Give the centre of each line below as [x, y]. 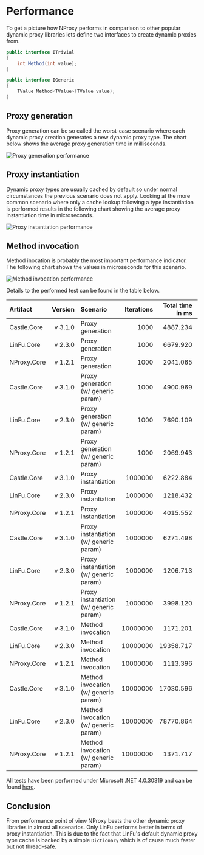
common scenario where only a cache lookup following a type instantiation [100, 202]
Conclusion [29, 806]
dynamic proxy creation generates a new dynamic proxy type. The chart [97, 137]
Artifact [21, 310]
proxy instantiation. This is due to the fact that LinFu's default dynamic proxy [102, 834]
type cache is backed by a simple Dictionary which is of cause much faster [101, 840]
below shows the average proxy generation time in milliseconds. [87, 144]
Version [63, 310]
